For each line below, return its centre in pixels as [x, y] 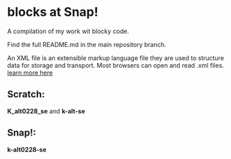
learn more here [30, 73]
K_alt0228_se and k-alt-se [46, 111]
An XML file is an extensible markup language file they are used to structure [115, 58]
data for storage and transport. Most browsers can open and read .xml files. [115, 65]
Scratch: [26, 94]
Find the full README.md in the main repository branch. [87, 44]
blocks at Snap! [53, 12]
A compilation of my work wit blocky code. [68, 31]
